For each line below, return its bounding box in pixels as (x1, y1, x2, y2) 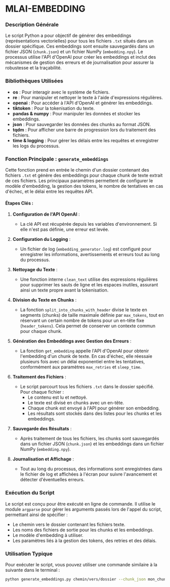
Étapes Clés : (5, 200, 34, 206)
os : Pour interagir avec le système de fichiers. (12, 89, 110, 95)
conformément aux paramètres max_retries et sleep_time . (20, 364, 142, 370)
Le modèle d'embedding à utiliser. (12, 532, 83, 538)
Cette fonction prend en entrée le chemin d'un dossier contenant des (5, 167, 149, 173)
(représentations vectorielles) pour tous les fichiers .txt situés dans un (5, 38, 154, 44)
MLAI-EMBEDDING (5, 3, 86, 15)
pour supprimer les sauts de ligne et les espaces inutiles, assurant (20, 282, 158, 288)
